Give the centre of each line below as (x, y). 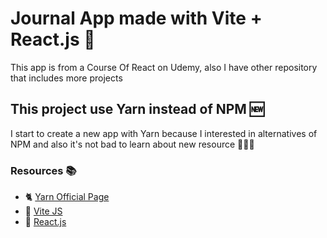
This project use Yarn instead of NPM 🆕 (137, 109)
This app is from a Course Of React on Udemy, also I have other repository (164, 67)
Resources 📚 (43, 170)
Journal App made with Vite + (136, 18)
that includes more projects (66, 78)
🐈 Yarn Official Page (67, 197)
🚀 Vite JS (43, 211)
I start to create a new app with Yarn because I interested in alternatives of (164, 133)
